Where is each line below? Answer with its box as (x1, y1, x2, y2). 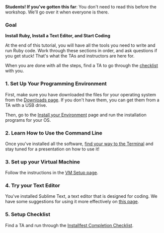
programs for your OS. (5, 117, 51, 123)
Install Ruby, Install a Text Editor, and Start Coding (5, 33, 110, 39)
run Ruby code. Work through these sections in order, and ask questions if (5, 48, 158, 54)
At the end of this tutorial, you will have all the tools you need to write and (5, 42, 156, 48)
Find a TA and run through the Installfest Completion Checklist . (5, 222, 134, 228)
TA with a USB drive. (5, 102, 47, 108)
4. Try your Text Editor (5, 182, 61, 189)
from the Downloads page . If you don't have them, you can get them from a (5, 97, 160, 103)
